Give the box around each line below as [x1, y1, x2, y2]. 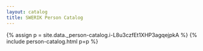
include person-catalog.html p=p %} [6, 38, 98, 45]
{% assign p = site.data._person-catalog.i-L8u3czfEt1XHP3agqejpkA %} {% [6, 31, 197, 38]
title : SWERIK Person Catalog [6, 15, 84, 21]
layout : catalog [6, 8, 48, 15]
